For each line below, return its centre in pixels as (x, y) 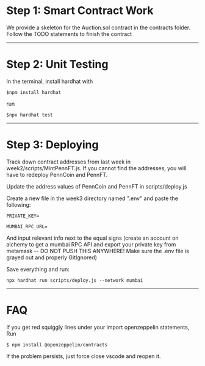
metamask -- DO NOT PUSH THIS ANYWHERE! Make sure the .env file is (98, 251)
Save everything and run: (38, 269)
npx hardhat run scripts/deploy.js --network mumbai (75, 280)
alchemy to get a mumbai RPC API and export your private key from (91, 244)
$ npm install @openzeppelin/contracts (57, 345)
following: (19, 204)
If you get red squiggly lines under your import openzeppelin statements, (98, 327)
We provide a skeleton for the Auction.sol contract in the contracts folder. (99, 27)
